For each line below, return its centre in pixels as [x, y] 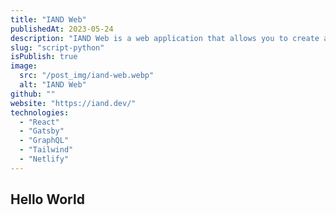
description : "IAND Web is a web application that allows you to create [165, 38]
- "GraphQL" [44, 141]
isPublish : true [44, 57]
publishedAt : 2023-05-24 [62, 29]
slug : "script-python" [57, 47]
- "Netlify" [44, 159]
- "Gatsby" [42, 131]
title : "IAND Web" [48, 19]
